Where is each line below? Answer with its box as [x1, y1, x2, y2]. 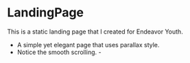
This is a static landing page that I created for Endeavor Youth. [7, 27, 183, 36]
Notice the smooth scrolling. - [16, 48, 102, 56]
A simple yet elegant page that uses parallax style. [16, 40, 160, 49]
